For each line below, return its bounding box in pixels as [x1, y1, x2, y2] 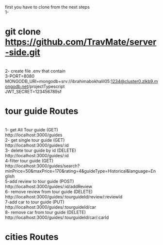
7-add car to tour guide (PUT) [5, 199, 65, 205]
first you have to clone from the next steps [5, 4, 90, 10]
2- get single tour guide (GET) [5, 137, 65, 143]
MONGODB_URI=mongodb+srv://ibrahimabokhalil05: [5, 78, 111, 84]
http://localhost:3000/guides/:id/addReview [5, 183, 92, 189]
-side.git [5, 47, 40, 58]
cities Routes [5, 231, 59, 243]
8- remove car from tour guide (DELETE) [5, 209, 86, 215]
